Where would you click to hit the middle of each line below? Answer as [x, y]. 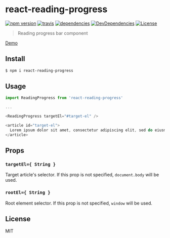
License [18, 219]
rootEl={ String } [28, 193]
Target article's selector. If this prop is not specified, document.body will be [82, 175]
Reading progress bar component [53, 33]
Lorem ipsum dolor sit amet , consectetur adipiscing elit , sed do [81, 130]
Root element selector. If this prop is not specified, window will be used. [79, 203]
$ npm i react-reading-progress [39, 70]
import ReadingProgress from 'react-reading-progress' [64, 98]
